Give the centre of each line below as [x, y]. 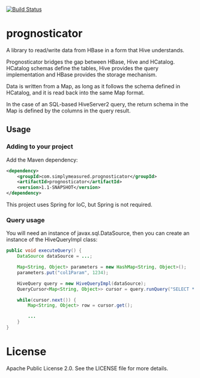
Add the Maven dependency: [42, 160]
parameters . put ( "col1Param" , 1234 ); [63, 273]
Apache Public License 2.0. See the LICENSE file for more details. [87, 368]
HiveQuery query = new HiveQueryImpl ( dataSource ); [82, 283]
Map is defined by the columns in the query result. [68, 111]
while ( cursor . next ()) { [47, 300]
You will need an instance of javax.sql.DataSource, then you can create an [98, 233]
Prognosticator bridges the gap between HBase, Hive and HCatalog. [91, 62]
